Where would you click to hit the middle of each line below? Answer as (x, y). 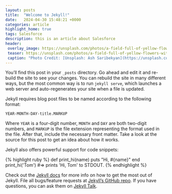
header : (14, 44)
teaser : (16, 53)
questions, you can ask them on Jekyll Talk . (51, 186)
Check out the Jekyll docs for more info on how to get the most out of (79, 175)
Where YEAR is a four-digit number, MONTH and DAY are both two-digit (76, 124)
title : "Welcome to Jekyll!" (38, 15)
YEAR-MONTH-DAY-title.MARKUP (36, 114)
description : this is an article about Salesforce (60, 39)
